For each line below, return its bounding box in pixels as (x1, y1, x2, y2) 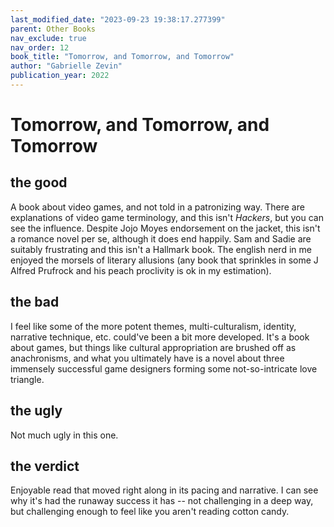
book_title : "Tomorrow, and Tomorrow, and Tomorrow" (10, 52, 235, 62)
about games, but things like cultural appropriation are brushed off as (10, 341, 297, 353)
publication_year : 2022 (10, 71, 110, 81)
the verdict (10, 457, 80, 475)
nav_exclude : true (10, 33, 87, 43)
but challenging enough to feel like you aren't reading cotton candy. (10, 506, 290, 518)
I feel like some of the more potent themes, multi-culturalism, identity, (10, 320, 297, 332)
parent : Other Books (10, 24, 97, 34)
